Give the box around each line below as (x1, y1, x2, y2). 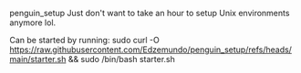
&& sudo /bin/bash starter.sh (67, 54, 176, 64)
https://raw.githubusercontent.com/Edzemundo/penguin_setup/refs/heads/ (9, 44, 292, 55)
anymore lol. (9, 17, 57, 28)
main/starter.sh (9, 54, 67, 64)
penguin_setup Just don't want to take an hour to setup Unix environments (9, 8, 290, 18)
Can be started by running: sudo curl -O (9, 35, 160, 45)
